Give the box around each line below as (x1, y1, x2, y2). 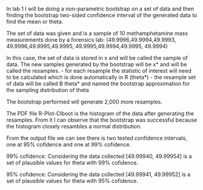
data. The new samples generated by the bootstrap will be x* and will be (6, 61, 187, 68)
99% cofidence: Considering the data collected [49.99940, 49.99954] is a (6, 152, 192, 160)
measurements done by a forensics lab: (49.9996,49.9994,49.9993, (6, 36, 176, 43)
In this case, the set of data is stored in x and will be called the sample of (6, 54, 188, 61)
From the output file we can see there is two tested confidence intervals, (6, 134, 188, 142)
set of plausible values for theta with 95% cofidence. (6, 177, 138, 184)
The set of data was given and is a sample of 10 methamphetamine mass (6, 30, 188, 37)
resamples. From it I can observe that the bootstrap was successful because (6, 116, 198, 123)
